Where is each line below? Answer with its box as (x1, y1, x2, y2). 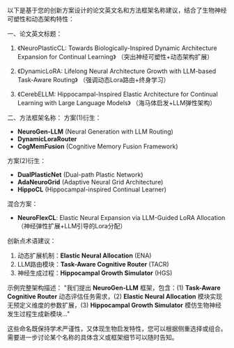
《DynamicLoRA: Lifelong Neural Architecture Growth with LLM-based (17, 67, 217, 75)
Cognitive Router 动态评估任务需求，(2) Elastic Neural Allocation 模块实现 (7, 292, 223, 301)
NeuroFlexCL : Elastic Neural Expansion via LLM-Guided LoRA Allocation (17, 214, 226, 221)
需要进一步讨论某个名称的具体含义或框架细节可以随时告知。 (7, 333, 178, 341)
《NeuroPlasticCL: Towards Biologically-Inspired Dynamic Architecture (17, 44, 217, 52)
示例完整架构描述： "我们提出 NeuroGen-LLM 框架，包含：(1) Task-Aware (7, 284, 221, 292)
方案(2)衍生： (7, 157, 47, 165)
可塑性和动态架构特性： (7, 15, 75, 23)
